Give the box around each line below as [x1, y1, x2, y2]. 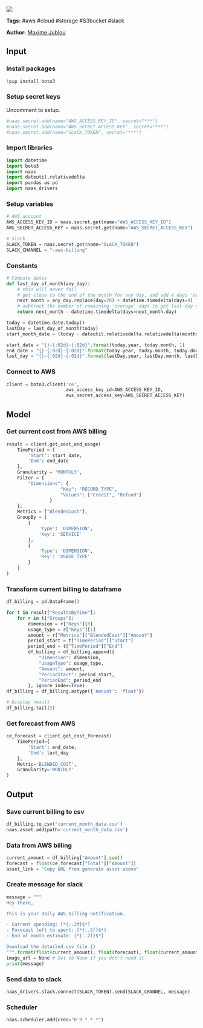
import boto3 [6, 163, 39, 169]
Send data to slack [6, 975, 62, 983]
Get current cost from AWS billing [6, 427, 107, 436]
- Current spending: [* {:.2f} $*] [6, 921, 91, 928]
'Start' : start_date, [28, 452, 83, 458]
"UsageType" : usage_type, [38, 660, 104, 666]
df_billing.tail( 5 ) [6, 705, 56, 711]
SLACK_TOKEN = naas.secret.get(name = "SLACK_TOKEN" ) [6, 241, 139, 248]
